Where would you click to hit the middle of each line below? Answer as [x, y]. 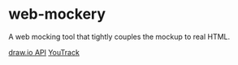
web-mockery [57, 14]
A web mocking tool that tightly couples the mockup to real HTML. [119, 37]
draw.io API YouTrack [44, 52]
